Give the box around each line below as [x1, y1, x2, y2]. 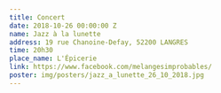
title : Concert [9, 12, 66, 22]
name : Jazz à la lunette [9, 29, 101, 38]
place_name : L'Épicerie [9, 54, 98, 63]
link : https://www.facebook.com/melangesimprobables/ [9, 63, 213, 72]
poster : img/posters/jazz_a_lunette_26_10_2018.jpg [9, 71, 204, 80]
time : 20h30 [9, 46, 53, 55]
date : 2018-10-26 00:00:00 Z [9, 21, 117, 30]
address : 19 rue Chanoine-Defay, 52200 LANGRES [9, 37, 189, 47]
